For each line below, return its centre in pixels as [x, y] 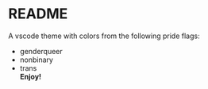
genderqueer [41, 51]
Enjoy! [31, 76]
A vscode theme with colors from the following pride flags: [104, 36]
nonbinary [37, 60]
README [38, 14]
